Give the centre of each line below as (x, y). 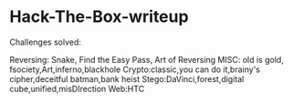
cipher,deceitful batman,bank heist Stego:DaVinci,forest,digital (127, 78)
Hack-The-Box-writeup (99, 17)
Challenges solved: (46, 42)
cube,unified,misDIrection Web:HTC (77, 88)
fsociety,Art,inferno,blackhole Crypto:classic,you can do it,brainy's (135, 69)
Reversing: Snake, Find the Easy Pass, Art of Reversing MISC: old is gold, (147, 59)
